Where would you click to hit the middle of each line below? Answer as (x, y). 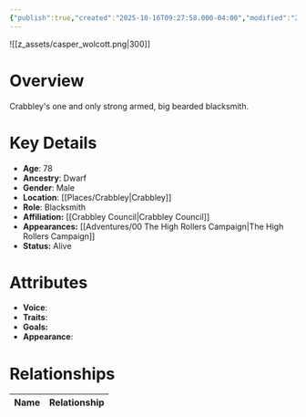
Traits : (35, 318)
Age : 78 (37, 168)
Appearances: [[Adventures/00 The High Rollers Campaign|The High (153, 226)
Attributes (49, 282)
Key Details (53, 143)
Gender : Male (49, 187)
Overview (47, 81)
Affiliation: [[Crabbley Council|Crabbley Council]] (116, 216)
